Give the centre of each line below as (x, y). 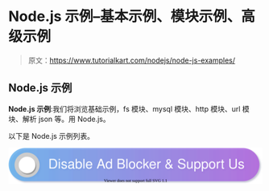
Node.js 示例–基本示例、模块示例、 (125, 16)
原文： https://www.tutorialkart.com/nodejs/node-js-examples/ (132, 60)
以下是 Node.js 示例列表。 (52, 136)
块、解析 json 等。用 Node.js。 (59, 119)
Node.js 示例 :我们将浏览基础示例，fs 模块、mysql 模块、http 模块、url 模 (129, 108)
